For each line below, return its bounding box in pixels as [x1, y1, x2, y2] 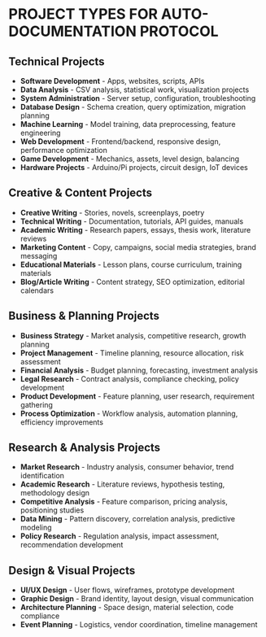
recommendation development [20, 540, 124, 550]
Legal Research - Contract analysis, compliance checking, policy [20, 373, 240, 383]
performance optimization [20, 146, 107, 155]
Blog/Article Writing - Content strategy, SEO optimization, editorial [20, 277, 246, 286]
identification [20, 471, 65, 481]
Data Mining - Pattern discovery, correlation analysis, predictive [20, 514, 236, 524]
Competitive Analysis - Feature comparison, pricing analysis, [20, 497, 228, 507]
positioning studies [20, 505, 85, 515]
